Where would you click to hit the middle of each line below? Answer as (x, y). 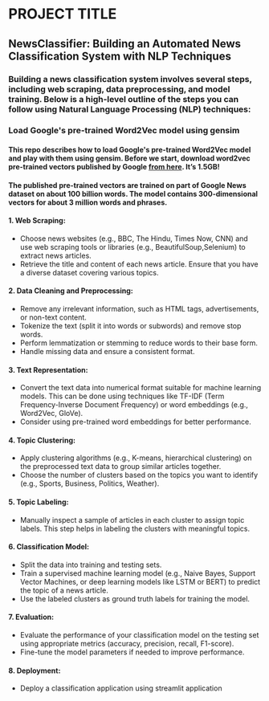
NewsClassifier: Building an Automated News (125, 44)
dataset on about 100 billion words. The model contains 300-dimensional (133, 194)
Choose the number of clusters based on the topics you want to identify (139, 475)
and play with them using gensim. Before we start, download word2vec (129, 158)
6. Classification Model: (49, 547)
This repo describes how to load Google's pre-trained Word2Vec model (130, 150)
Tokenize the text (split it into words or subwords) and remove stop (130, 326)
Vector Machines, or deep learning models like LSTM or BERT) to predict (140, 581)
